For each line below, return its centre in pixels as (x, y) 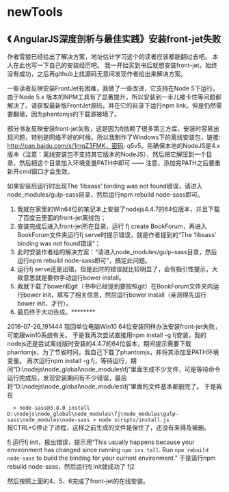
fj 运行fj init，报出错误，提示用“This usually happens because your (101, 442)
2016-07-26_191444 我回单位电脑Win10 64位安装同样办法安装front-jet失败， (114, 327)
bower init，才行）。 (44, 303)
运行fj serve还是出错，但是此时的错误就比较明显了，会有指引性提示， (114, 269)
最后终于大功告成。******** (56, 312)
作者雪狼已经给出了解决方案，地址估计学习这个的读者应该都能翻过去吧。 (109, 57)
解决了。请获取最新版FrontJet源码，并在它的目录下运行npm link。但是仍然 (112, 106)
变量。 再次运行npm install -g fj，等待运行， (69, 361)
